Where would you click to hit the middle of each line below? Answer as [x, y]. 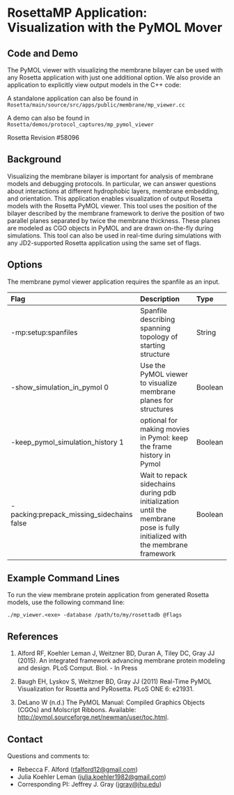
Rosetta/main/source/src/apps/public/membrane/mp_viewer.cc [96, 105]
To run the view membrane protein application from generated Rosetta [108, 595]
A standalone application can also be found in [73, 98]
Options [25, 265]
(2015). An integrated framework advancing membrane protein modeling [121, 661]
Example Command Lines [63, 579]
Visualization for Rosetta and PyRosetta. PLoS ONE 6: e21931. [106, 689]
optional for [159, 420]
